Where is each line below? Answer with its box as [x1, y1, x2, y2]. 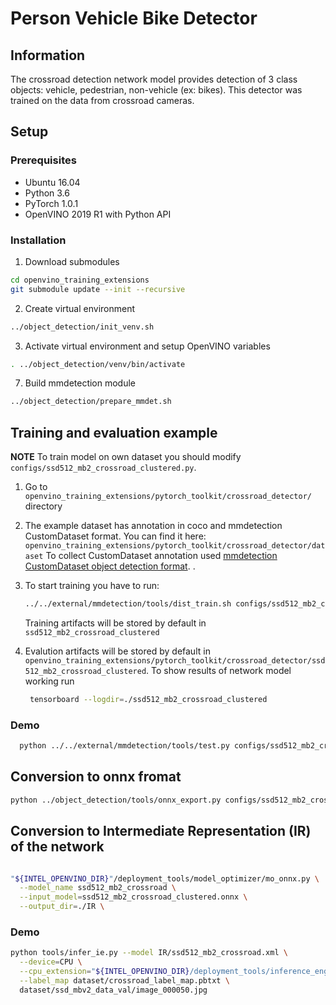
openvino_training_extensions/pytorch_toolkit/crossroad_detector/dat [24, 541, 326, 551]
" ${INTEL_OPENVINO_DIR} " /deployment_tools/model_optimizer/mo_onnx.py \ [10, 873, 320, 884]
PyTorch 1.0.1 [24, 197, 79, 209]
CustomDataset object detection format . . [24, 560, 196, 572]
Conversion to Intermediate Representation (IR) [10, 823, 312, 840]
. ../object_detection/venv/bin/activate [10, 359, 186, 369]
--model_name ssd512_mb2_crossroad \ [19, 883, 177, 893]
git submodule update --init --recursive [10, 284, 186, 294]
